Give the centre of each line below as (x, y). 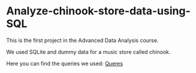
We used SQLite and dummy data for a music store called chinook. (88, 51)
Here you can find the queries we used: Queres (65, 63)
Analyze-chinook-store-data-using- (98, 11)
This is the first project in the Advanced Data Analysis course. (82, 40)
